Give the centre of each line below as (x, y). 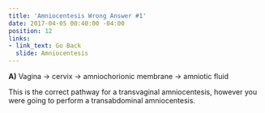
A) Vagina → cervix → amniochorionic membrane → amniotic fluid (119, 76)
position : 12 (30, 31)
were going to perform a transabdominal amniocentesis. (102, 100)
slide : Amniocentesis (52, 53)
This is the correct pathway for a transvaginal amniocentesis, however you (133, 92)
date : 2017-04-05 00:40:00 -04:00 (67, 23)
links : (19, 38)
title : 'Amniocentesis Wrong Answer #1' (78, 16)
